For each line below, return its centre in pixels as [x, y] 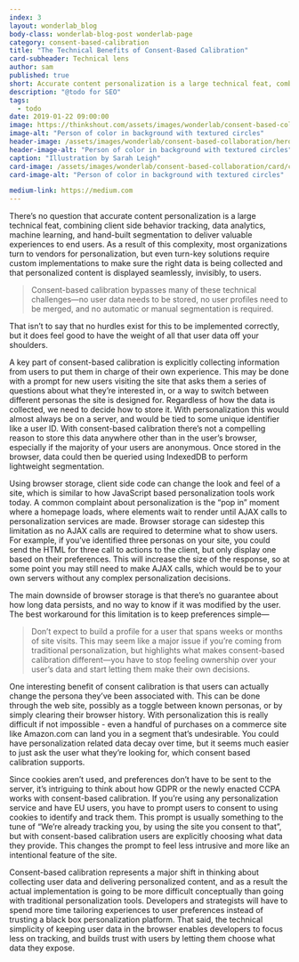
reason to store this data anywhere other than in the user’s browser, [133, 438]
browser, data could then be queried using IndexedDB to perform [129, 457]
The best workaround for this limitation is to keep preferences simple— [139, 614]
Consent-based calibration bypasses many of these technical [143, 290]
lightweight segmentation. [57, 466]
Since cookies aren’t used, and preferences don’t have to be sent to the [140, 780]
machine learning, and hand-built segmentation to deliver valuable [131, 235]
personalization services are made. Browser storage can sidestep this [137, 521]
